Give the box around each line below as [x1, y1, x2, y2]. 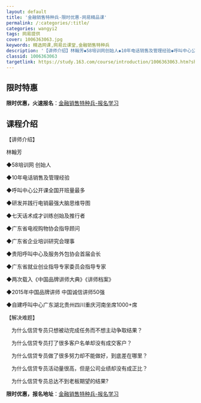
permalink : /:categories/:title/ [6, 20, 90, 26]
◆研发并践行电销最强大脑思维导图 [6, 199, 91, 207]
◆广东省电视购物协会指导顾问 [6, 225, 80, 232]
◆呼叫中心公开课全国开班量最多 [6, 187, 86, 194]
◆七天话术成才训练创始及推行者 [6, 212, 86, 219]
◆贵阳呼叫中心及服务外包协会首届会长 [6, 250, 101, 257]
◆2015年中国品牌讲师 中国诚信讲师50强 [6, 289, 105, 296]
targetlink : [6, 59, 36, 65]
